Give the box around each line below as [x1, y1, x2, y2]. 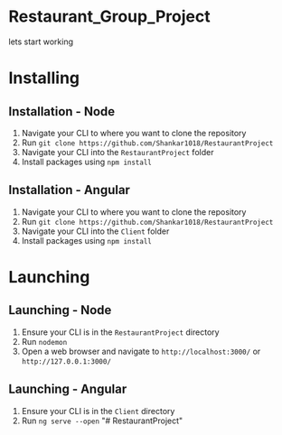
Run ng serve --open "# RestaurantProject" [21, 415, 183, 426]
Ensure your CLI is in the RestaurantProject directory [21, 327, 220, 338]
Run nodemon [21, 336, 68, 347]
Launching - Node [8, 302, 112, 318]
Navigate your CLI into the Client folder [21, 226, 170, 236]
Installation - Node [8, 104, 116, 119]
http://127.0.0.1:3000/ [21, 356, 112, 366]
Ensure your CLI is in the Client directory [21, 405, 175, 416]
